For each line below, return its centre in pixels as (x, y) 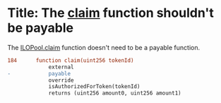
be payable (41, 28)
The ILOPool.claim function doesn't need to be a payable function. (103, 47)
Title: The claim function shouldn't (110, 13)
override (61, 80)
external (61, 67)
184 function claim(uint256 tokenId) (71, 60)
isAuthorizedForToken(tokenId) (94, 87)
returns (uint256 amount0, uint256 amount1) (115, 93)
